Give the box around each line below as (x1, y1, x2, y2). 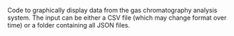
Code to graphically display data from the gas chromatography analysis (7, 6, 218, 14)
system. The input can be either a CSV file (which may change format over (7, 13, 227, 22)
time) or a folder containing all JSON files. (7, 21, 131, 29)
